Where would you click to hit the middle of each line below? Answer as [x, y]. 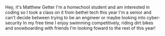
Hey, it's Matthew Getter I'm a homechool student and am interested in [78, 7]
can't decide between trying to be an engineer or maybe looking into [75, 18]
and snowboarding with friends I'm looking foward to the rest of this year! [80, 28]
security [14, 23]
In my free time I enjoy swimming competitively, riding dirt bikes [88, 23]
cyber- [153, 18]
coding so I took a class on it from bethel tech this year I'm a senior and [78, 12]
